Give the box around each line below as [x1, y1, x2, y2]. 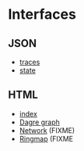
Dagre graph [19, 117, 61, 127]
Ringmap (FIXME [19, 134, 74, 143]
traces [19, 57, 40, 67]
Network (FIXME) [19, 125, 75, 135]
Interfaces [8, 5, 76, 23]
